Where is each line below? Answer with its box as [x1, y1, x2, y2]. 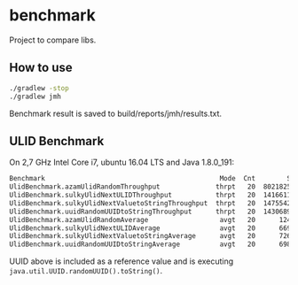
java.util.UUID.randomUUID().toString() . [9, 266, 163, 276]
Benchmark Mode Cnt [9, 174, 255, 183]
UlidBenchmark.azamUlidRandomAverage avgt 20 [9, 215, 255, 224]
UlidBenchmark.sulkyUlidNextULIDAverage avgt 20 [9, 223, 255, 233]
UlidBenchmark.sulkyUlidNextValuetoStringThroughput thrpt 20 [9, 198, 255, 208]
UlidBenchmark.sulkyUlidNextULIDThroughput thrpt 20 [9, 191, 255, 200]
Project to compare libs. [9, 35, 97, 45]
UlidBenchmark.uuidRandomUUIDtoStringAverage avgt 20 [9, 240, 255, 249]
